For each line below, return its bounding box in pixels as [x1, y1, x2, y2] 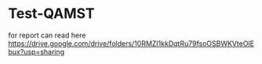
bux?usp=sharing [8, 47, 65, 56]
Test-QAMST [8, 5, 96, 23]
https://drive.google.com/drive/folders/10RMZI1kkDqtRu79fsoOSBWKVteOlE [8, 38, 255, 48]
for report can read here [8, 30, 86, 40]
